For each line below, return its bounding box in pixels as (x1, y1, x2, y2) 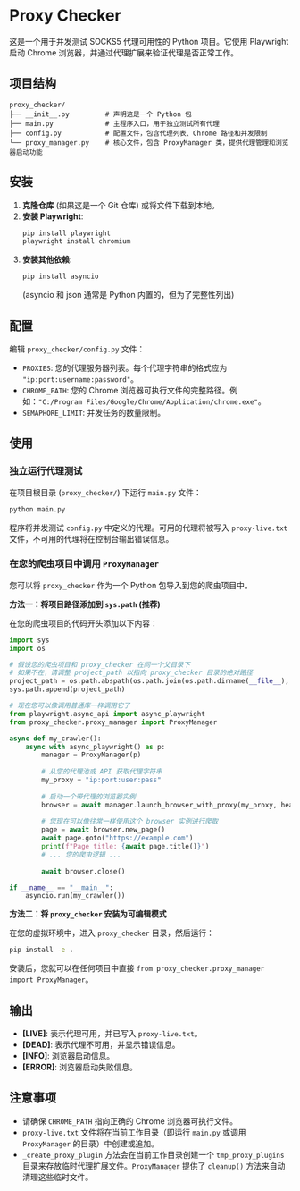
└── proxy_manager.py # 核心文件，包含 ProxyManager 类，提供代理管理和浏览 (9, 138, 289, 148)
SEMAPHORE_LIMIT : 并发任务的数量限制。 (21, 408, 166, 418)
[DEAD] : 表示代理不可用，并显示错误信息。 (21, 1039, 180, 1051)
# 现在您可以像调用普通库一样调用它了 (9, 701, 131, 711)
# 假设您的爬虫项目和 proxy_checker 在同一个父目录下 (9, 660, 190, 669)
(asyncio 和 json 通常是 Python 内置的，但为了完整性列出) (21, 290, 235, 300)
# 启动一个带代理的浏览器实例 (41, 792, 137, 801)
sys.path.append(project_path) (9, 685, 126, 694)
